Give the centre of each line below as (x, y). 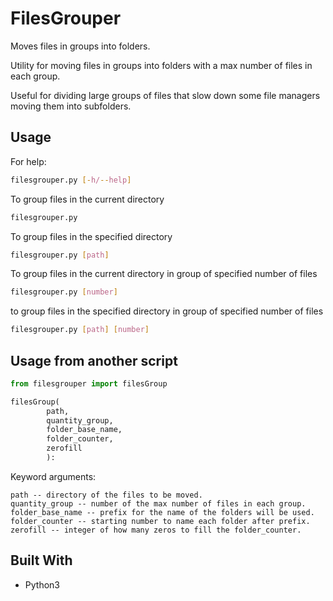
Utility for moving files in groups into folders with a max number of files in (161, 65)
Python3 (42, 584)
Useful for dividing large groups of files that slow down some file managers (165, 95)
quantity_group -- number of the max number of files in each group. (158, 503)
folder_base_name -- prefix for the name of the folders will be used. (162, 512)
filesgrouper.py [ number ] (64, 292)
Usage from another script (94, 360)
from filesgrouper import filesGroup (89, 383)
